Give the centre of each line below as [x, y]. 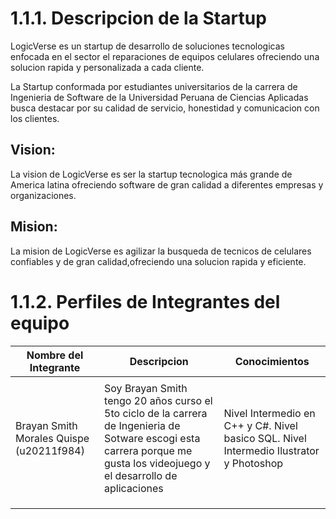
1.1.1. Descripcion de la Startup [138, 18]
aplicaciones [134, 488]
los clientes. [35, 118]
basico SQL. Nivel [265, 438]
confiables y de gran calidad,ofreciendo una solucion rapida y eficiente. [158, 261]
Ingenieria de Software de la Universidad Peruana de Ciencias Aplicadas [159, 97]
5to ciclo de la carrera [156, 413]
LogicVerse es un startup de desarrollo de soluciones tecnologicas [147, 46]
